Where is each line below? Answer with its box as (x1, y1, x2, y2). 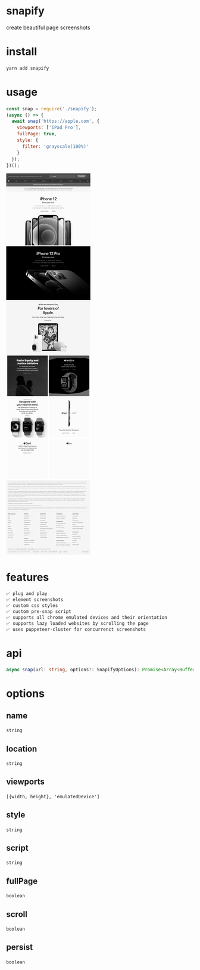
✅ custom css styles (6, 603, 58, 609)
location (6, 743, 37, 754)
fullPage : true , (17, 131, 58, 137)
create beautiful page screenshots (6, 24, 90, 31)
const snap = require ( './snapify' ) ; (6, 106, 97, 111)
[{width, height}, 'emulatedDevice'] (6, 794, 100, 799)
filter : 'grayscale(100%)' (21, 143, 89, 150)
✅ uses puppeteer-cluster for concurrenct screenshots (6, 627, 146, 633)
